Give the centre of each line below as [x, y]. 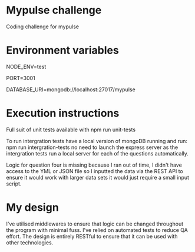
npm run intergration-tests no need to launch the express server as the [92, 147]
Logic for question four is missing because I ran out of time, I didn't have [94, 165]
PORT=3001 [21, 78]
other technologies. [30, 243]
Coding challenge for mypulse [43, 26]
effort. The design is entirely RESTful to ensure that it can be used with [92, 236]
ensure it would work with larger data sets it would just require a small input [98, 177]
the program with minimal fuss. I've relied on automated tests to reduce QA [97, 230]
